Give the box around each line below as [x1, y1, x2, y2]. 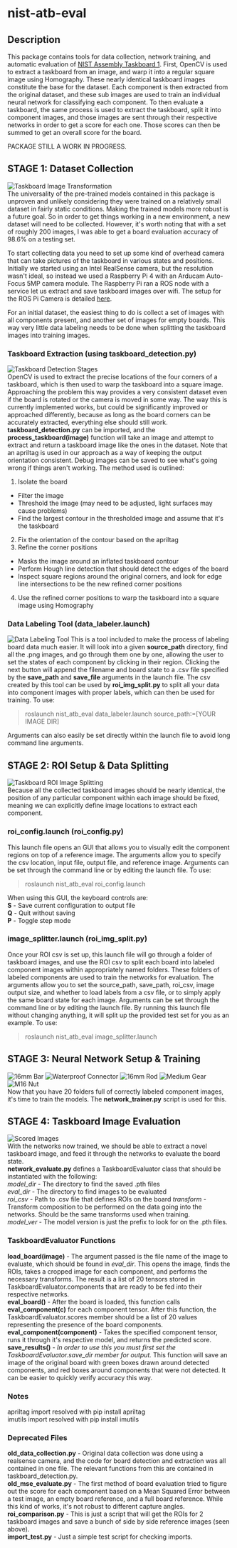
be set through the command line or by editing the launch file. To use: [7, 866, 211, 874]
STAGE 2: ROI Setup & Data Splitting [7, 759, 169, 771]
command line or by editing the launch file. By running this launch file [7, 1003, 211, 1012]
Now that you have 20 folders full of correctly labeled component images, [7, 1087, 224, 1096]
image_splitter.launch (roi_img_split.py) [7, 934, 148, 944]
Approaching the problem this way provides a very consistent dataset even [7, 388, 228, 396]
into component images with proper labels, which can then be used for [7, 688, 215, 697]
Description [7, 34, 60, 46]
